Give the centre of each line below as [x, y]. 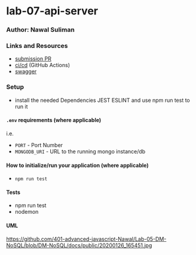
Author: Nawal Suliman [40, 30]
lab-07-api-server [52, 11]
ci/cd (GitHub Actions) [42, 65]
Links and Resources [37, 46]
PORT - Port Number [39, 145]
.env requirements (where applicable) [54, 120]
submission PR [33, 59]
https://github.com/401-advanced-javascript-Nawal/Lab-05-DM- [86, 239]
